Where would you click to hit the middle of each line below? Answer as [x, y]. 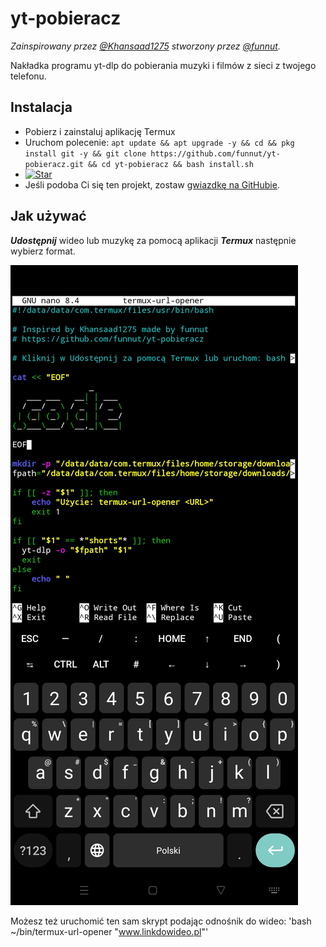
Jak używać [48, 216]
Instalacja [41, 107]
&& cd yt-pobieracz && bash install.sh [171, 164]
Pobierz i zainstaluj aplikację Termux [100, 131]
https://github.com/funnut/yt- [215, 153]
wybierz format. [43, 251]
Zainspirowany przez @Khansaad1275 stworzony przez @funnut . [145, 46]
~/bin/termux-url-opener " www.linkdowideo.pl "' [109, 931]
